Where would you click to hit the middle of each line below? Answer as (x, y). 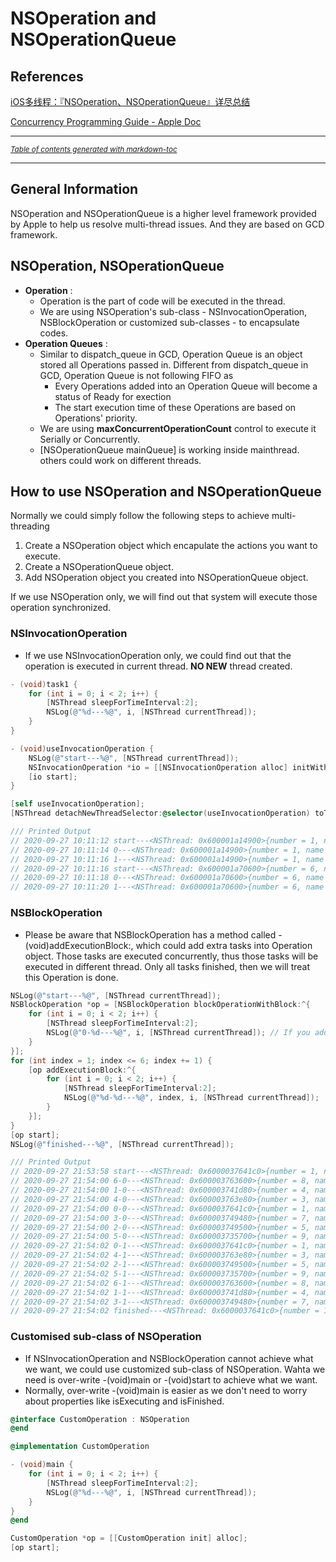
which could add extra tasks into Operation (224, 945)
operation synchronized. (61, 608)
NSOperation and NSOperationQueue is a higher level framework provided (163, 213)
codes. (54, 333)
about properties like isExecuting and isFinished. (124, 1401)
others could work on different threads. (120, 460)
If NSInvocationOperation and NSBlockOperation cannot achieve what (169, 1358)
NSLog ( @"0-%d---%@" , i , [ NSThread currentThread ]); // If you (178, 1033)
